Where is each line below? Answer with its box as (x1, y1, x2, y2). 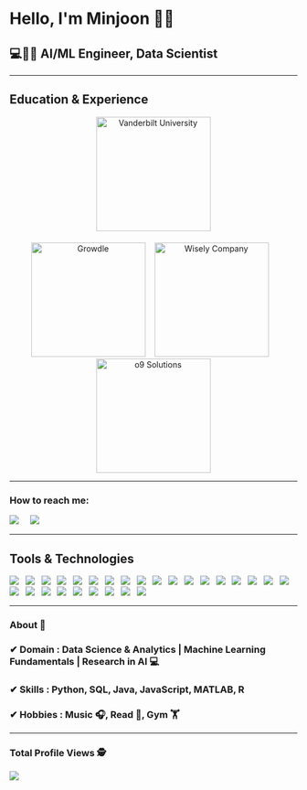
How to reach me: (9, 494, 90, 507)
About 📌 (9, 618, 47, 631)
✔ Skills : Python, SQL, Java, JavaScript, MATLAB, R (9, 683, 245, 696)
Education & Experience (9, 91, 149, 108)
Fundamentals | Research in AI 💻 (9, 655, 160, 667)
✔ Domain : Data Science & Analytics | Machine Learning (9, 643, 267, 656)
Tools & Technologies (9, 550, 134, 566)
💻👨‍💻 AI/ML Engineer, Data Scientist (9, 46, 218, 61)
